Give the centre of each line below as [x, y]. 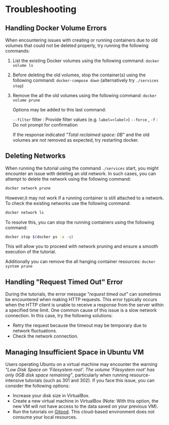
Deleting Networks [35, 156]
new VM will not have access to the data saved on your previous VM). [85, 406]
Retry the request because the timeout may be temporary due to [80, 325]
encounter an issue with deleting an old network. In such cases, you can [81, 174]
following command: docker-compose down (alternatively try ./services [86, 80]
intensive [15, 380]
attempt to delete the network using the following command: [68, 179]
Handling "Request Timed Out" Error [64, 282]
